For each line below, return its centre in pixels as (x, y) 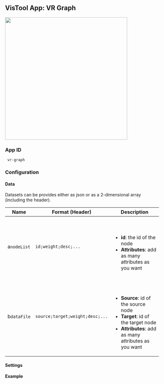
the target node (139, 323)
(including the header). (28, 200)
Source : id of (136, 298)
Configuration (22, 172)
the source (133, 304)
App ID (13, 150)
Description (135, 212)
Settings (14, 365)
